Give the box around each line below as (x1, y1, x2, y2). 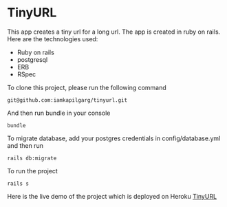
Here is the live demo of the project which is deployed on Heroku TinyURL (7, 192, 217, 200)
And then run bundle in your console (7, 109, 111, 117)
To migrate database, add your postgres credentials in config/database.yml (7, 134, 221, 142)
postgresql (17, 55, 48, 63)
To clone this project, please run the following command (7, 83, 166, 91)
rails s (7, 180, 30, 187)
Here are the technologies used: (7, 34, 98, 43)
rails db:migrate (7, 155, 57, 162)
